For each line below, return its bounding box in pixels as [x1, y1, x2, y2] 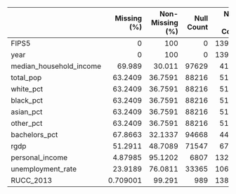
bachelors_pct [11, 130, 58, 139]
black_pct [11, 96, 44, 105]
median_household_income [11, 61, 102, 71]
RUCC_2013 [11, 176, 53, 185]
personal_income [11, 153, 68, 162]
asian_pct [11, 107, 43, 117]
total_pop [11, 73, 42, 82]
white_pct [11, 84, 44, 93]
